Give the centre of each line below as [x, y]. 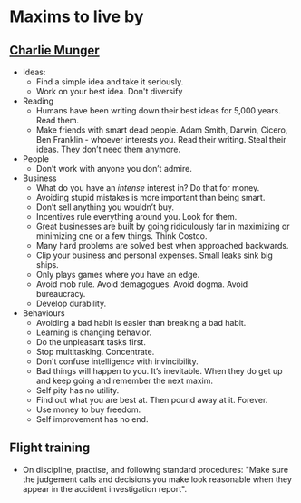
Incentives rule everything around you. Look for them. [136, 217]
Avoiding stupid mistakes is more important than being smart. [150, 197]
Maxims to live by [77, 17]
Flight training [50, 448]
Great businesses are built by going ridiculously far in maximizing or [163, 226]
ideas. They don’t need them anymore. [108, 149]
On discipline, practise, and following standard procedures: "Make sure [155, 469]
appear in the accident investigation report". [105, 488]
